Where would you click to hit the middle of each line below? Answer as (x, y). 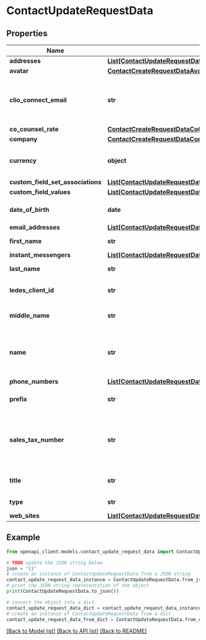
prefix (18, 399)
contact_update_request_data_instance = (59, 580)
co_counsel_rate (34, 129)
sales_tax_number (37, 440)
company (24, 139)
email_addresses (35, 227)
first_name (25, 241)
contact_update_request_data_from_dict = (60, 619)
